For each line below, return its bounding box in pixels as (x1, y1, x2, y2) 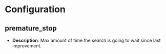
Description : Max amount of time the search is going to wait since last (12, 37, 161, 43)
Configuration (5, 4, 66, 15)
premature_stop (5, 24, 57, 33)
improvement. (12, 43, 42, 49)
